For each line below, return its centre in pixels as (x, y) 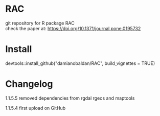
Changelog (29, 84)
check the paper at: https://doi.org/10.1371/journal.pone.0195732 (73, 28)
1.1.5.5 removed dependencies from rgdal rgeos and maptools (70, 98)
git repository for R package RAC (40, 23)
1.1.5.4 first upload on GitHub (36, 108)
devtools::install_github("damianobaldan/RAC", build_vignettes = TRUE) (80, 63)
